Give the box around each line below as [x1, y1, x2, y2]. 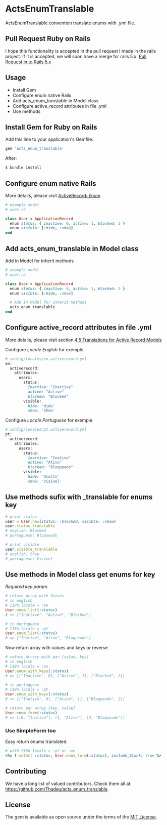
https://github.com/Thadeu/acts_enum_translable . [5, 786, 109, 792]
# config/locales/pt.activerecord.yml [5, 427, 87, 432]
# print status [5, 514, 37, 519]
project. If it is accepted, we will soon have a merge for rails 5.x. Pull [5, 53, 147, 59]
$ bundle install [5, 165, 42, 170]
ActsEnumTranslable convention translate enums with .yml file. [5, 20, 135, 26]
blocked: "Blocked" [27, 394, 69, 399]
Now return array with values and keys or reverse [5, 645, 108, 651]
